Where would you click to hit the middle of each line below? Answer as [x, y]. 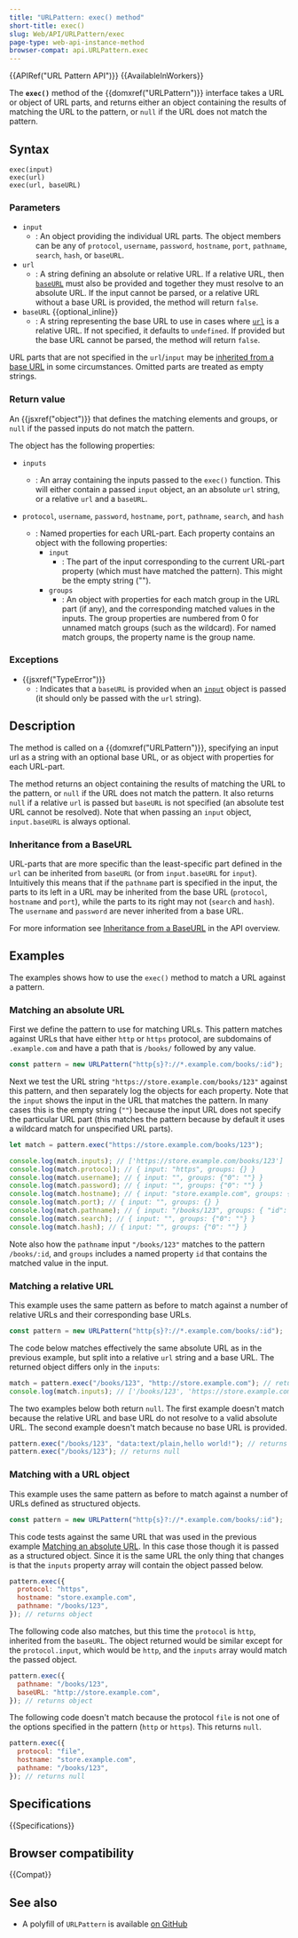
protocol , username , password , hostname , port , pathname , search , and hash [153, 515]
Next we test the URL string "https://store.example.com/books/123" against [149, 1081]
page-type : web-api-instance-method [77, 42]
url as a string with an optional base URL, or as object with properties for [142, 757]
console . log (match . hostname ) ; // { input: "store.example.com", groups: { [150, 1194]
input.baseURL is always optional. [70, 821]
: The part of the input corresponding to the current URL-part [173, 562]
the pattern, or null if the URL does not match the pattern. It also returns [141, 793]
